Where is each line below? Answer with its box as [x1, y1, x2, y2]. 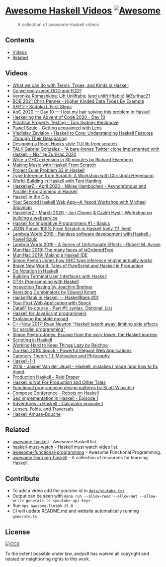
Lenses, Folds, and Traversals [12, 406, 74, 412]
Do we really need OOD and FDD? [12, 87, 82, 93]
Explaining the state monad [12, 315, 69, 321]
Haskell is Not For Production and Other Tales [12, 379, 106, 385]
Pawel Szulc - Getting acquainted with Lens [12, 125, 102, 131]
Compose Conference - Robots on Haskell [12, 390, 99, 396]
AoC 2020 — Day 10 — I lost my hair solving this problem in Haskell [12, 109, 151, 115]
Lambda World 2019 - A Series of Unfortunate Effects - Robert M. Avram [12, 241, 161, 247]
